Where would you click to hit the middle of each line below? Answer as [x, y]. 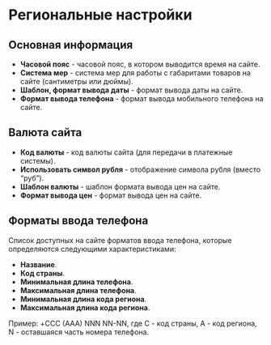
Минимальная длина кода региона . [83, 299]
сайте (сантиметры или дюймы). [76, 81]
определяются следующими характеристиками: [92, 249]
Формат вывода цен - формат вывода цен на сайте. [111, 195]
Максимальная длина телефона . [78, 290]
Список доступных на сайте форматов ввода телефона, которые [120, 240]
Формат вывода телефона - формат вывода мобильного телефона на [142, 98]
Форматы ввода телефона [78, 221]
